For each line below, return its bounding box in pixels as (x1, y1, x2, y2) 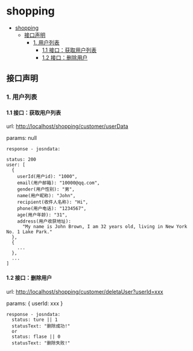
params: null (6, 134, 37, 142)
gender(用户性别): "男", (17, 186, 75, 192)
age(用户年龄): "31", (17, 212, 68, 218)
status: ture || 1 (11, 317, 59, 323)
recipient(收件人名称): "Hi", (17, 199, 89, 206)
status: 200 (6, 157, 36, 163)
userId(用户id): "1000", (17, 174, 78, 180)
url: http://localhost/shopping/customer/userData (6, 122, 128, 130)
